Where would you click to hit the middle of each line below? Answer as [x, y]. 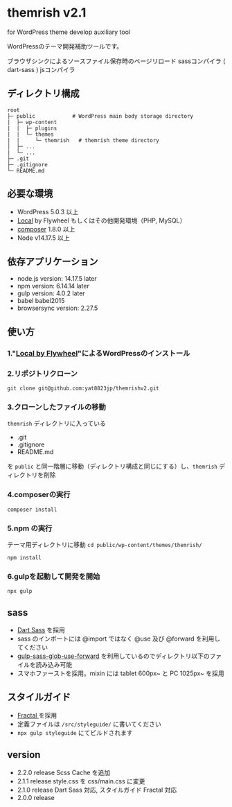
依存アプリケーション [53, 261]
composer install [32, 510]
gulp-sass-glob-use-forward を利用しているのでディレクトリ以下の [113, 656]
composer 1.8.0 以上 [46, 229]
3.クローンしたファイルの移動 [56, 407]
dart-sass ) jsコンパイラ [41, 69]
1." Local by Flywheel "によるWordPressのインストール [99, 353]
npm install [24, 557]
